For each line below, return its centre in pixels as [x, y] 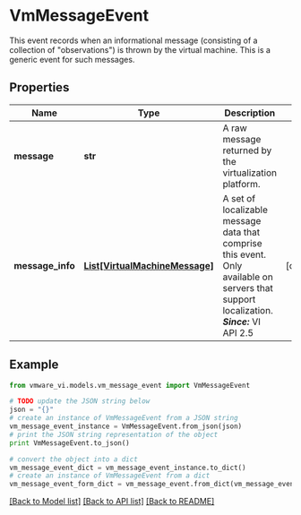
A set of [239, 198]
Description [249, 113]
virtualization [250, 173]
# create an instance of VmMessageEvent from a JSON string [124, 418]
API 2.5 [238, 332]
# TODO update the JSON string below [80, 401]
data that [241, 232]
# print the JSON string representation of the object [114, 434]
